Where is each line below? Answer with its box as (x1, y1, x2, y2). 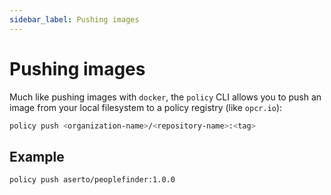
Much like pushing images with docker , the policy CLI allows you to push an (9, 91, 322, 103)
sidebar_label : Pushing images (9, 14, 140, 25)
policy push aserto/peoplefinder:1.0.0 (9, 175, 176, 185)
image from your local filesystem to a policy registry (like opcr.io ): (9, 101, 283, 113)
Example (9, 148, 65, 165)
